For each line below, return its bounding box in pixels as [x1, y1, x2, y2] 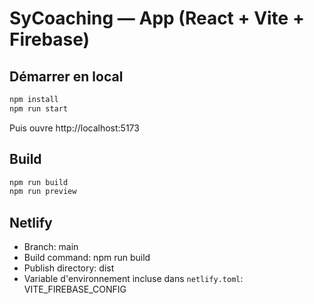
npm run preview [9, 187, 77, 197]
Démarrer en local [9, 68, 124, 85]
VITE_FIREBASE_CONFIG [23, 283, 127, 296]
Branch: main [23, 241, 79, 253]
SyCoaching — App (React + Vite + [9, 7, 305, 30]
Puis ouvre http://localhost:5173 [9, 122, 140, 134]
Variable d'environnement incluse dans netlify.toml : [23, 273, 244, 285]
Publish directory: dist [23, 262, 115, 274]
